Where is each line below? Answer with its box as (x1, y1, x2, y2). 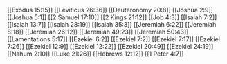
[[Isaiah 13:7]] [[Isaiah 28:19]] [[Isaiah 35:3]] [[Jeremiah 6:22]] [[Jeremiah (7, 21, 217, 28)
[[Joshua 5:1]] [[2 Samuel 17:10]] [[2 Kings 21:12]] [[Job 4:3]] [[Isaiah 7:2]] (7, 13, 217, 21)
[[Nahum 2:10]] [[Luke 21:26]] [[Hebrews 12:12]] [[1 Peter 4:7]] (7, 50, 184, 58)
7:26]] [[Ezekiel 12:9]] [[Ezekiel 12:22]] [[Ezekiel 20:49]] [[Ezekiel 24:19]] (7, 43, 214, 50)
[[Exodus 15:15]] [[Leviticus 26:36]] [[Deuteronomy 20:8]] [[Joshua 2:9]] (7, 6, 213, 14)
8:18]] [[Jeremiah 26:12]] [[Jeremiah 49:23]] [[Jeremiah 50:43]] (7, 28, 189, 36)
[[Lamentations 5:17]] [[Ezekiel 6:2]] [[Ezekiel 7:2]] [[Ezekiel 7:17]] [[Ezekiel (7, 35, 220, 43)
